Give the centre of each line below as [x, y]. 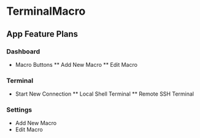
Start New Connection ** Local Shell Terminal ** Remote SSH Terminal [105, 94]
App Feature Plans [42, 34]
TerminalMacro [46, 11]
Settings [19, 110]
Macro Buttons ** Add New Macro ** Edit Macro [76, 64]
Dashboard [23, 52]
